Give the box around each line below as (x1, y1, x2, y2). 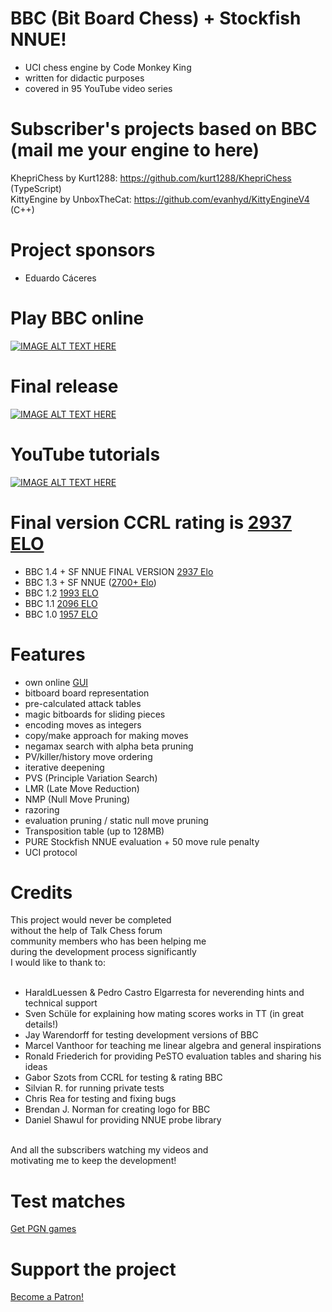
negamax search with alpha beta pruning (24, 740, 194, 752)
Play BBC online (10, 307, 145, 329)
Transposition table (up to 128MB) (24, 825, 165, 837)
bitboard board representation (24, 687, 150, 699)
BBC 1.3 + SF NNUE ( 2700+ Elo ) (24, 576, 157, 588)
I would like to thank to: (10, 957, 106, 969)
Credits (10, 881, 73, 904)
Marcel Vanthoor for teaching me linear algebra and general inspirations (24, 1040, 322, 1052)
